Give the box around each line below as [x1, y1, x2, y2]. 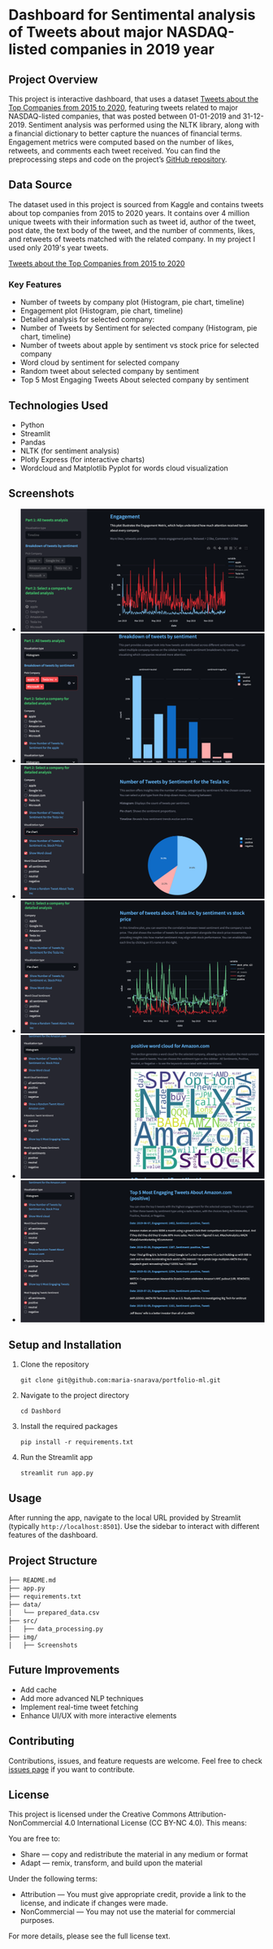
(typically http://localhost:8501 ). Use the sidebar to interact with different [8, 1522, 260, 1531]
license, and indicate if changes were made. [19, 1899, 168, 1908]
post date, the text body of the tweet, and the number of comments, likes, [8, 225, 256, 235]
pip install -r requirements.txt [19, 1438, 134, 1447]
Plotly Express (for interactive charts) [19, 454, 145, 464]
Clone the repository [19, 1359, 89, 1370]
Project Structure [8, 1553, 97, 1567]
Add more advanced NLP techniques [19, 1693, 144, 1703]
